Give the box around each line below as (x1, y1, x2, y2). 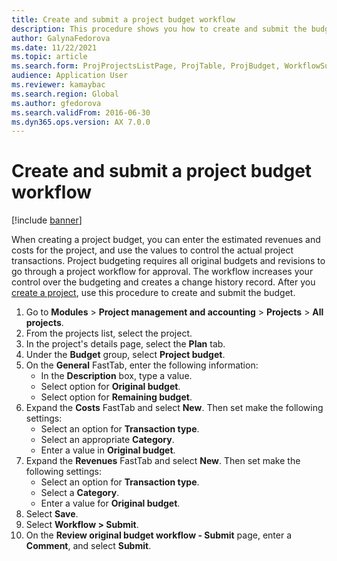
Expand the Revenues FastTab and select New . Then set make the (25, 455, 301, 467)
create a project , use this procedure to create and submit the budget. (11, 287, 296, 299)
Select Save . (25, 508, 79, 520)
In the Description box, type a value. (40, 370, 193, 382)
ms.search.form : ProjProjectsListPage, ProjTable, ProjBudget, (11, 61, 281, 71)
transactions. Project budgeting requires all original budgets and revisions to (11, 255, 326, 267)
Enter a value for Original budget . (40, 497, 181, 510)
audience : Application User (11, 71, 129, 81)
